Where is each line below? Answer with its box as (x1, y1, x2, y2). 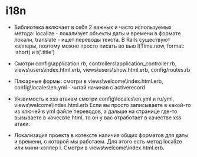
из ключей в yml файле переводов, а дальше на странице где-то (14, 108, 178, 115)
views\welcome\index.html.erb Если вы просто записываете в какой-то (14, 101, 191, 108)
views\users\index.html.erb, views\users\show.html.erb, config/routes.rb (14, 66, 191, 73)
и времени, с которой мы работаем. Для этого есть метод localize (14, 138, 182, 145)
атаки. (14, 120, 30, 127)
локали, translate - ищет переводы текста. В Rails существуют (14, 36, 170, 43)
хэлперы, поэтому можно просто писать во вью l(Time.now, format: (14, 42, 185, 49)
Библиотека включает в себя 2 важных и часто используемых (14, 24, 172, 31)
